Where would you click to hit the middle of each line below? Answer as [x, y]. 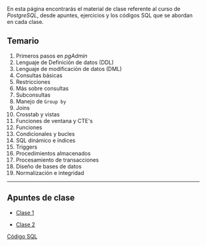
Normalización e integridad [50, 173]
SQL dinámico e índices [46, 140]
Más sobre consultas [42, 88]
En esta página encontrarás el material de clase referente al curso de [94, 9]
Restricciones [33, 81]
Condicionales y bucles [45, 133]
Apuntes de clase [41, 198]
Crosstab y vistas [38, 114]
